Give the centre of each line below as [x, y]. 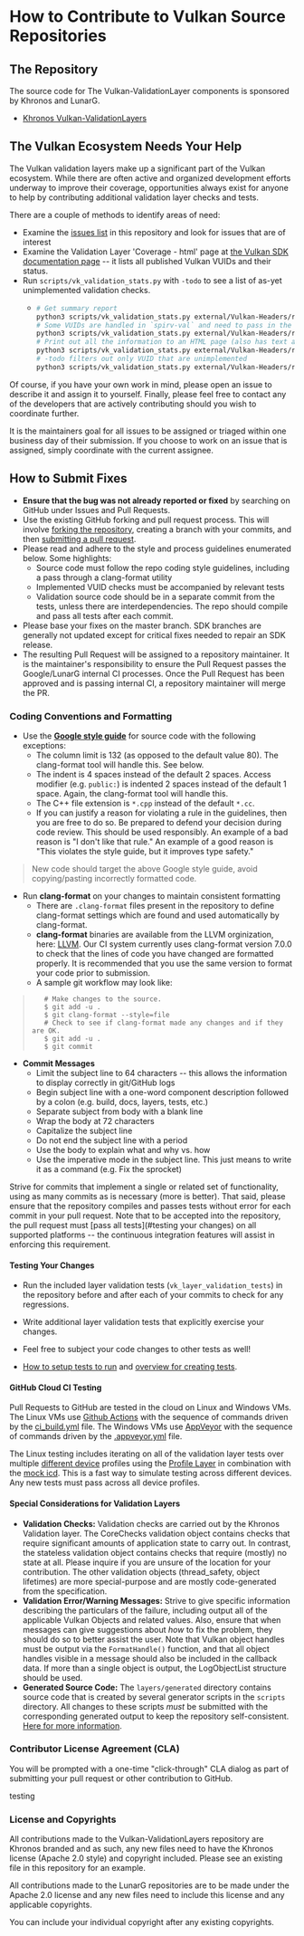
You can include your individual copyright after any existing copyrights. [142, 1922]
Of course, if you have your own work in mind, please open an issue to [141, 384]
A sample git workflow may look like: [104, 982]
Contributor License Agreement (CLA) [95, 1749]
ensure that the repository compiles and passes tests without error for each [150, 1206]
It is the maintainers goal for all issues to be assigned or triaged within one [148, 431]
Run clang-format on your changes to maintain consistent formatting [151, 896]
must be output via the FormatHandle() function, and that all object [146, 1648]
